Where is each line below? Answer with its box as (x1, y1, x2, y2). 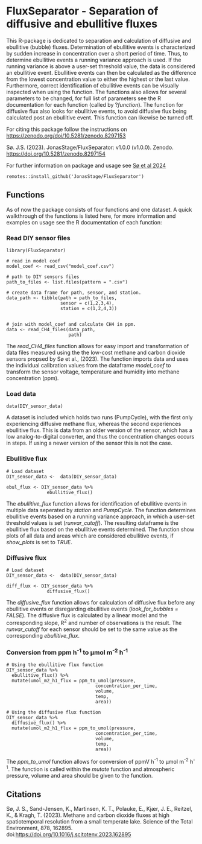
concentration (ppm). (6, 375, 59, 382)
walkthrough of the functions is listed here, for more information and (6, 212, 176, 220)
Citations (6, 789, 42, 800)
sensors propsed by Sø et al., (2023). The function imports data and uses (6, 355, 189, 363)
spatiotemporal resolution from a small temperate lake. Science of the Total (6, 818, 193, 825)
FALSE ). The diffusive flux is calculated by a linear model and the (6, 611, 168, 619)
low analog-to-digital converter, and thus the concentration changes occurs (6, 433, 195, 440)
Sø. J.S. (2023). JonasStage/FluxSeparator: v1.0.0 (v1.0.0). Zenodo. (6, 144, 174, 151)
